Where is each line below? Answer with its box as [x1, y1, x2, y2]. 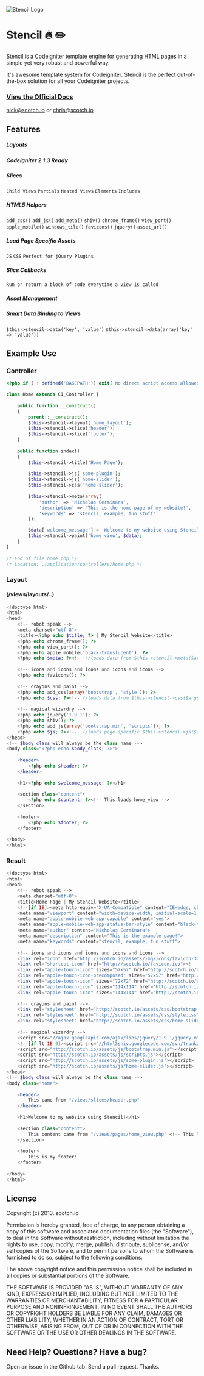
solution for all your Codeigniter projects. [27, 77, 130, 85]
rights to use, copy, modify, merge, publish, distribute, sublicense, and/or [6, 1241, 189, 1248]
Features [6, 124, 41, 134]
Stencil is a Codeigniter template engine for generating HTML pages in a [6, 52, 187, 60]
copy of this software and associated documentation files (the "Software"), [6, 1228, 194, 1235]
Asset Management [6, 294, 58, 302]
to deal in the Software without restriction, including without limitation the [6, 1235, 189, 1242]
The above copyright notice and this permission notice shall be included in [6, 1266, 192, 1273]
